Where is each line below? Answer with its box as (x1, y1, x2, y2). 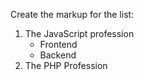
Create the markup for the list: (10, 9, 135, 20)
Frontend (39, 39, 78, 50)
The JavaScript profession (24, 28, 135, 39)
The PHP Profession (24, 60, 108, 71)
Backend (39, 49, 77, 61)
